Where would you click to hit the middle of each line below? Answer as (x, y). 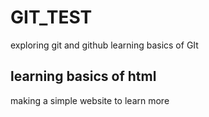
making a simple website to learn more (90, 100)
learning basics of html (83, 76)
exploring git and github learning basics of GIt (104, 45)
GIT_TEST (51, 17)
